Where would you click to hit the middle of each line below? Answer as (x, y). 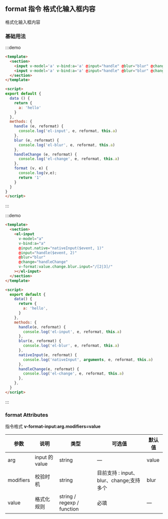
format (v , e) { (31, 168)
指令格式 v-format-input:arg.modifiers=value (53, 426)
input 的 (44, 457)
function (69, 509)
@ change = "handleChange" (43, 262)
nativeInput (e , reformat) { (48, 355)
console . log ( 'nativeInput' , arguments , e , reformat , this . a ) (88, 360)
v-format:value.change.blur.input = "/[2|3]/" (65, 267)
